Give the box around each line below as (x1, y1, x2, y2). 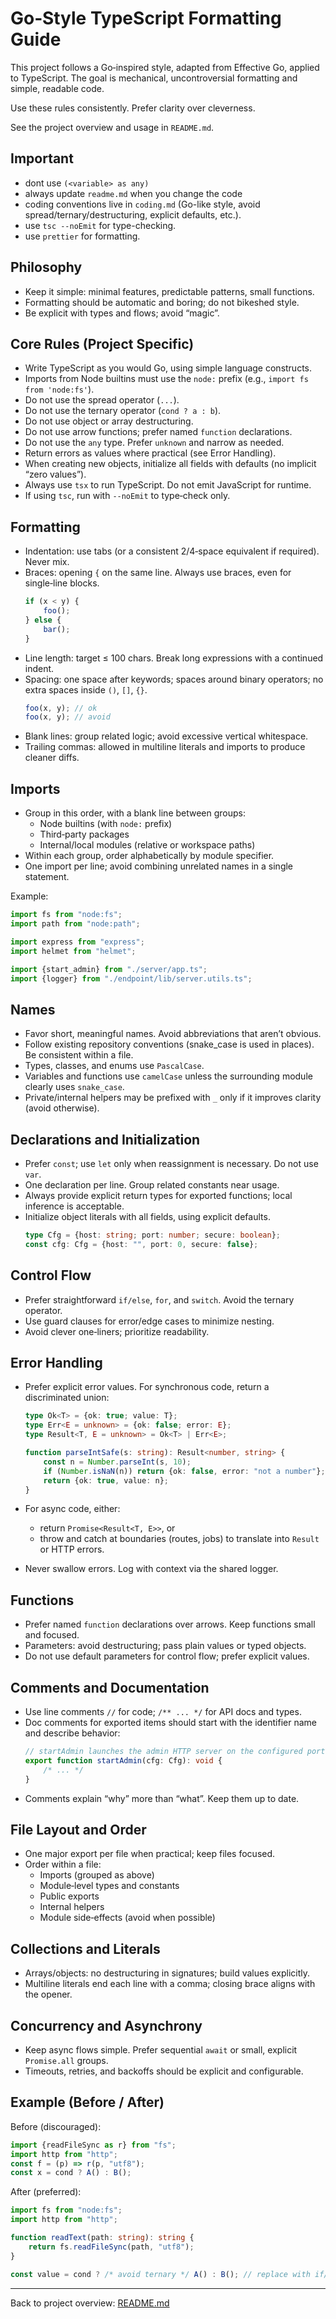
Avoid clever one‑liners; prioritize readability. (24, 1325, 210, 1337)
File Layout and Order (10, 1821, 147, 1838)
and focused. (24, 1629, 80, 1641)
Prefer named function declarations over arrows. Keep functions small (24, 1618, 316, 1631)
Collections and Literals (10, 1940, 161, 1957)
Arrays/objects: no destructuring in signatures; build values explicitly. (24, 1967, 311, 1979)
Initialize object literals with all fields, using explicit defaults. (24, 1211, 271, 1222)
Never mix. (24, 556, 70, 568)
